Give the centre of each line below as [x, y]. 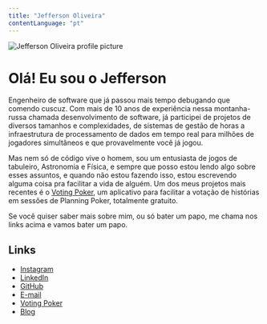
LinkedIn [34, 278]
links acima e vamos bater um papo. [68, 225]
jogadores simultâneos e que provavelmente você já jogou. [106, 143]
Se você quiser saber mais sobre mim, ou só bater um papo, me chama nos [133, 216]
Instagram [36, 270]
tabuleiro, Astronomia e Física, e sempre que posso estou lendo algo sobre [132, 167]
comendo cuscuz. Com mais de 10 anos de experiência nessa [110, 109]
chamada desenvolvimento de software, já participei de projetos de [140, 118]
